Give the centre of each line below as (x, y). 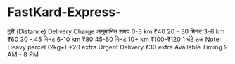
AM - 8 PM (23, 54)
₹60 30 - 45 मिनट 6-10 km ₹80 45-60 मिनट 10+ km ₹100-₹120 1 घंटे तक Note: (114, 39)
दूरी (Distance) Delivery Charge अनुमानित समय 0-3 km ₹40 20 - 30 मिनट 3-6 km (116, 31)
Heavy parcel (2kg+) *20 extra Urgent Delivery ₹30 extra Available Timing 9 (118, 47)
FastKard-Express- (64, 12)
